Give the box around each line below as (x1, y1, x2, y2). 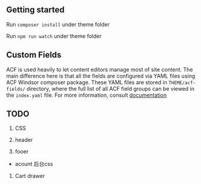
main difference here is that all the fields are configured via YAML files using (6, 72, 196, 79)
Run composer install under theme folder (6, 20, 110, 28)
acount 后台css (14, 161, 53, 168)
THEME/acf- (168, 79, 196, 86)
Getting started (6, 5, 65, 15)
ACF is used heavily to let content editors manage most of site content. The (6, 66, 193, 73)
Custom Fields (6, 50, 62, 60)
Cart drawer (14, 173, 45, 180)
